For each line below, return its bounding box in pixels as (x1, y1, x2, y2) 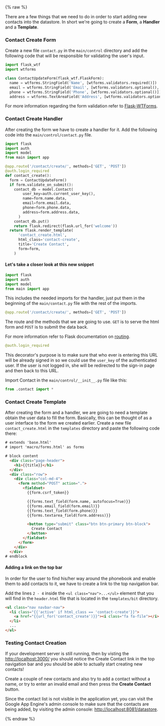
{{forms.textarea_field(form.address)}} (27, 513, 111, 518)
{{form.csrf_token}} (27, 490, 69, 495)
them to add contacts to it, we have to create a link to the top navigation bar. (5, 581, 159, 587)
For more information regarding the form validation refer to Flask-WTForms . (5, 103, 158, 109)
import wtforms (5, 67, 36, 72)
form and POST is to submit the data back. (5, 324, 88, 330)
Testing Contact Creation (5, 639, 67, 646)
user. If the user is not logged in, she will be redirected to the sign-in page (5, 363, 155, 368)
